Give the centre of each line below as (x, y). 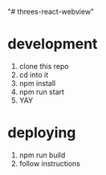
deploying (42, 133)
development (53, 44)
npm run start (42, 92)
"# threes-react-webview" (51, 12)
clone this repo (44, 66)
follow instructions (50, 163)
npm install (37, 83)
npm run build (42, 155)
